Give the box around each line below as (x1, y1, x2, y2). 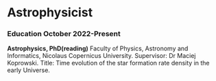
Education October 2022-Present (7, 29, 121, 39)
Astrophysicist (7, 5, 93, 20)
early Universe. (7, 66, 50, 74)
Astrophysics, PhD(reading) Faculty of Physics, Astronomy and (7, 44, 189, 52)
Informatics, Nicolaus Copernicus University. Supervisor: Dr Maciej (7, 52, 196, 60)
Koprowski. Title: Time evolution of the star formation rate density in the (7, 59, 211, 67)
